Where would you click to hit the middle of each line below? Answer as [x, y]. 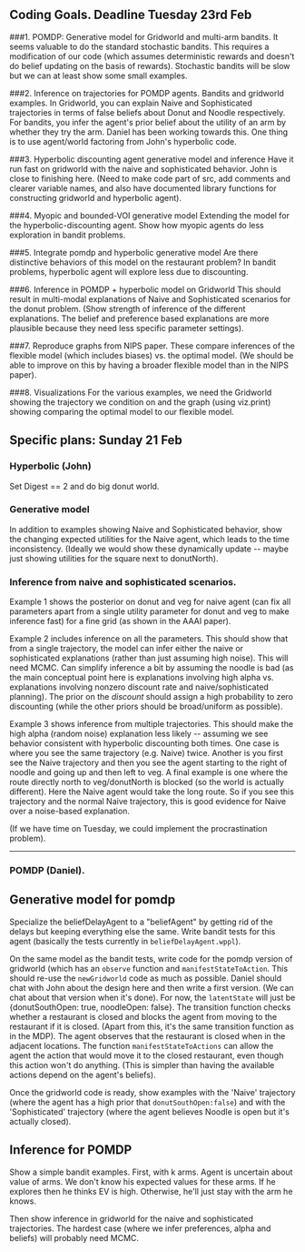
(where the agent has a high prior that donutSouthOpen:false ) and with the [148, 1102]
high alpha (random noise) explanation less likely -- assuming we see [139, 734]
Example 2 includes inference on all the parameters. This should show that [149, 639]
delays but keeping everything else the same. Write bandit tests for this [143, 931]
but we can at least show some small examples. [98, 76]
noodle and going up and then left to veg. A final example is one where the [149, 772]
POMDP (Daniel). [47, 871]
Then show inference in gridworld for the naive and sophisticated [132, 1218]
